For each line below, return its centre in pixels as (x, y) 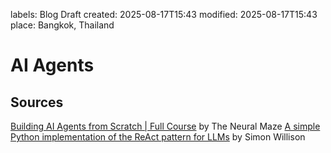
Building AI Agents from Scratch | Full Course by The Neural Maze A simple (165, 126)
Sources (37, 102)
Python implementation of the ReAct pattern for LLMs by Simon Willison (158, 137)
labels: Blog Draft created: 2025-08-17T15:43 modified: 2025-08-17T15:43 (164, 14)
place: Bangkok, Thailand (62, 25)
